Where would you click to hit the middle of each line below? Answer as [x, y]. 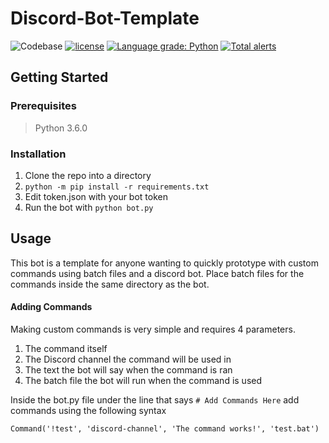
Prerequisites [43, 106]
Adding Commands [51, 307]
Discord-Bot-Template [105, 18]
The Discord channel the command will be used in [128, 359]
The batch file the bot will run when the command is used [143, 380]
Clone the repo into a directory [88, 175]
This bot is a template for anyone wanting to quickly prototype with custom [164, 263]
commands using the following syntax [88, 410]
